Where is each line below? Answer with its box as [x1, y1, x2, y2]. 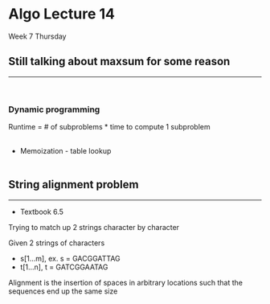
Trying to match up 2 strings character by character [8, 222, 179, 232]
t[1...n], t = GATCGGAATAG [19, 262, 108, 272]
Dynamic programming [8, 104, 100, 115]
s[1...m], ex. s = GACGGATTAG [19, 253, 121, 263]
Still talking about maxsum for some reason [8, 55, 231, 68]
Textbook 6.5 [19, 207, 64, 216]
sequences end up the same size [8, 286, 118, 296]
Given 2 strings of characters [8, 238, 105, 248]
